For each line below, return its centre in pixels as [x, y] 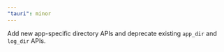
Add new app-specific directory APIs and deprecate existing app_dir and [112, 33]
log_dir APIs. [27, 41]
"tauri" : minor [29, 14]
